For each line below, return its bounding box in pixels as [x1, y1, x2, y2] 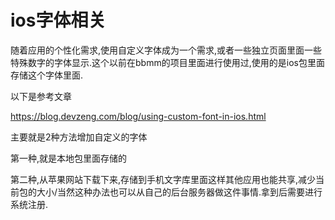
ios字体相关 [10, 9, 107, 32]
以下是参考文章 [10, 90, 72, 102]
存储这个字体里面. [10, 69, 84, 81]
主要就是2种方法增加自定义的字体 [10, 131, 148, 143]
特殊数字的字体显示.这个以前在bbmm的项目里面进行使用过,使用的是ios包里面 [10, 56, 325, 68]
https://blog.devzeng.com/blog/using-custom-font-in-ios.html [10, 110, 267, 122]
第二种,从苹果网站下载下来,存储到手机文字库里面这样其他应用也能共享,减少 [10, 173, 317, 185]
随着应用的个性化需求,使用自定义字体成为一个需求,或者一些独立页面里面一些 [10, 44, 323, 56]
